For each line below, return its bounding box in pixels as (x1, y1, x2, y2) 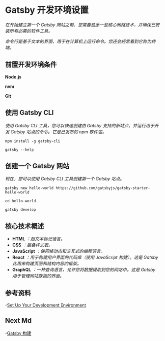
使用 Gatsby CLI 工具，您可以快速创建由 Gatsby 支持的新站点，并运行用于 (5, 122, 155, 128)
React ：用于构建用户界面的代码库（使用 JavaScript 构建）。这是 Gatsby (12, 255, 159, 261)
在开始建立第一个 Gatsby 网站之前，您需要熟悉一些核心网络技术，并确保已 (5, 22, 156, 28)
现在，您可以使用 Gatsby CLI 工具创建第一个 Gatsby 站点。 (5, 176, 124, 182)
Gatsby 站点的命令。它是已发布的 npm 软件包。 (10, 129, 107, 135)
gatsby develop (5, 207, 36, 212)
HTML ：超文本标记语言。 (12, 236, 65, 242)
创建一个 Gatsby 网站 (5, 161, 70, 170)
